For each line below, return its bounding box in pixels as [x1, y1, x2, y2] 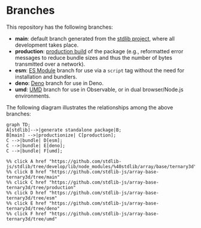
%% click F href [6, 211, 47, 217]
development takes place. [14, 41, 79, 48]
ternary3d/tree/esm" [6, 195, 58, 201]
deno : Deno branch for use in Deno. [14, 79, 104, 87]
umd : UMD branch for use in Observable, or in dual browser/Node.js [14, 86, 184, 93]
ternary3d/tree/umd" [6, 216, 58, 222]
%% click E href [6, 200, 47, 206]
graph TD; [6, 121, 31, 127]
